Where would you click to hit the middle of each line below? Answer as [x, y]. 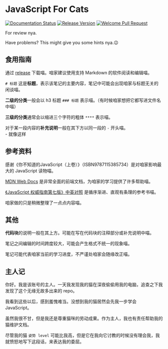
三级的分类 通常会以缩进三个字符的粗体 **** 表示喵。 [59, 117]
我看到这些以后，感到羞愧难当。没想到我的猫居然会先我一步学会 [71, 301]
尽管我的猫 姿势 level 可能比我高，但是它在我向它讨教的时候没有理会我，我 [82, 335]
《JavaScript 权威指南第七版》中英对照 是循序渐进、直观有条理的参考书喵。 [82, 192]
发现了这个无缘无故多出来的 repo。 [41, 291]
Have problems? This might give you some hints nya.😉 [62, 42]
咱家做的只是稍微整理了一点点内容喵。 [44, 203]
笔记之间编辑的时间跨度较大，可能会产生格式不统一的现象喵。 [69, 244]
